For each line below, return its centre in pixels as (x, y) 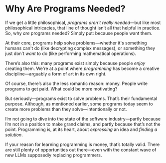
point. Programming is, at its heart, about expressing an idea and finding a (81, 129)
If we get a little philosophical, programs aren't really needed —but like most (83, 22)
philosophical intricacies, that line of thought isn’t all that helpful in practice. (83, 27)
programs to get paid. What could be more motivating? (61, 88)
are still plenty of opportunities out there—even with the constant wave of (81, 149)
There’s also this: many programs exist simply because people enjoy (75, 63)
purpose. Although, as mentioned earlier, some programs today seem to (79, 103)
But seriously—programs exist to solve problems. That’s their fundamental (81, 98)
